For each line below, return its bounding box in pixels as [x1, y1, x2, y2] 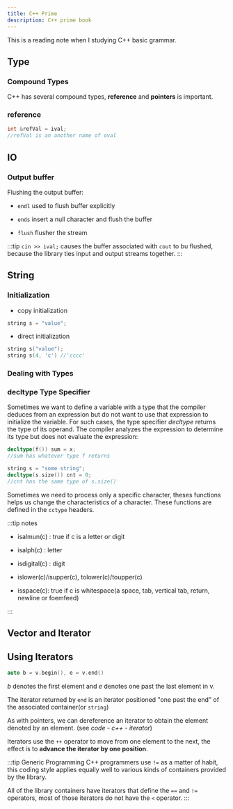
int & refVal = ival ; [7, 126, 67, 133]
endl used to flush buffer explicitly [17, 201, 115, 209]
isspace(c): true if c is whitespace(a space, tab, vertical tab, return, [17, 586, 210, 595]
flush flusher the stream [17, 228, 88, 237]
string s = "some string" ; [7, 465, 86, 472]
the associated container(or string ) [7, 703, 109, 711]
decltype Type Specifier [7, 387, 90, 397]
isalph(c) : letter [17, 545, 63, 554]
